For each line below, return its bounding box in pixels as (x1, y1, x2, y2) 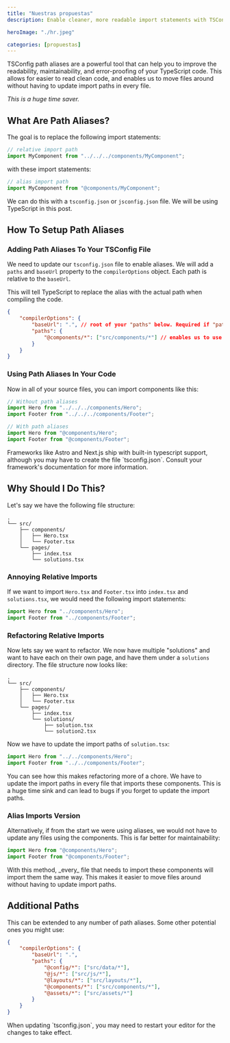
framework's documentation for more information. (7, 463, 149, 471)
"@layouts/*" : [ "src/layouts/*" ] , (43, 977, 142, 983)
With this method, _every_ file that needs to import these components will (7, 866, 214, 874)
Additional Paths (7, 900, 79, 912)
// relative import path (7, 147, 78, 153)
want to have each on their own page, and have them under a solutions (7, 653, 210, 662)
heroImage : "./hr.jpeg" (7, 29, 75, 36)
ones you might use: (7, 925, 65, 933)
